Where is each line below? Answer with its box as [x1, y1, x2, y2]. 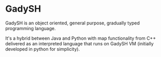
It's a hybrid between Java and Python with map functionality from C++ [5, 35, 156, 41]
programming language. [5, 25, 56, 31]
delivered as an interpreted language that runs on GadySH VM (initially [5, 40, 154, 46]
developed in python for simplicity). [5, 46, 80, 52]
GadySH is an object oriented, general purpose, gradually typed [5, 20, 140, 26]
